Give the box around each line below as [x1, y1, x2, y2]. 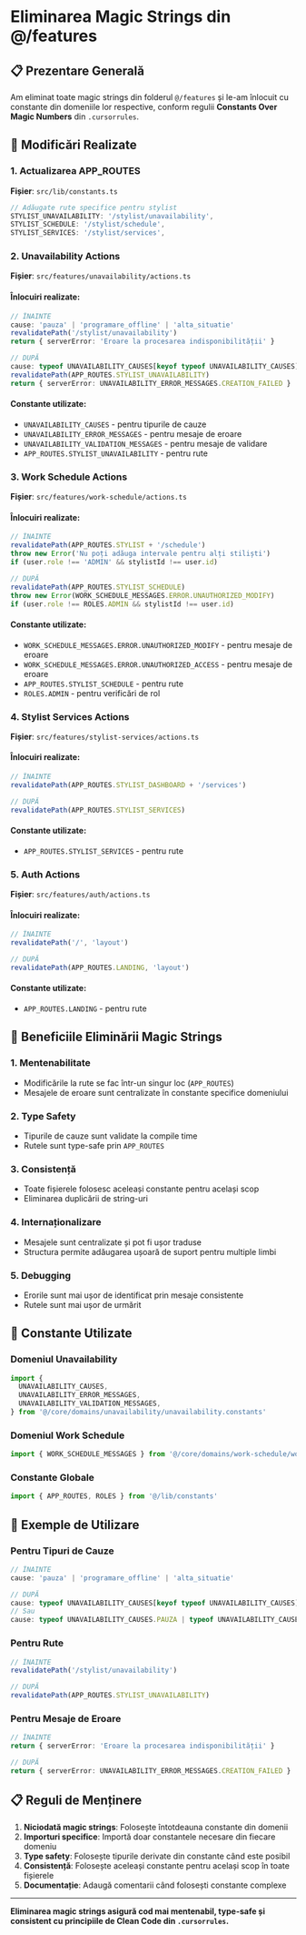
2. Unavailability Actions [10, 250, 121, 263]
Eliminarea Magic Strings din [10, 6, 232, 27]
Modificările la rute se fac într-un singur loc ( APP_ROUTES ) [23, 1077, 234, 1089]
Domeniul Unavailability [10, 1353, 118, 1366]
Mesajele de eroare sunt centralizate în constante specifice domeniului [23, 1087, 289, 1098]
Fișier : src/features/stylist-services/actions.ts [10, 731, 200, 742]
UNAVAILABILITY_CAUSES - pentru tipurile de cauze [23, 419, 207, 430]
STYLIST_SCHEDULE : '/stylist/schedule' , [10, 220, 166, 229]
